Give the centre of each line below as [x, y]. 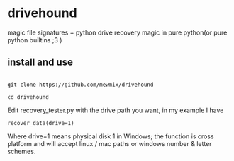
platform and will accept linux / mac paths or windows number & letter [110, 143]
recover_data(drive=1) [41, 123]
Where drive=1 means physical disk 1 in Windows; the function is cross [111, 136]
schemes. [22, 151]
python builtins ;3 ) [35, 40]
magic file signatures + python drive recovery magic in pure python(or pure [117, 32]
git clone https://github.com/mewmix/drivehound [80, 85]
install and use [40, 62]
